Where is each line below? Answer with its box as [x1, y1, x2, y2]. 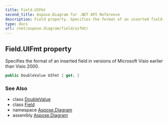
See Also [5, 85, 28, 92]
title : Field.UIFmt [5, 7, 46, 13]
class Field [12, 101, 35, 108]
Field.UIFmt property [5, 45, 72, 53]
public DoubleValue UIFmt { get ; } [5, 73, 80, 78]
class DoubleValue [12, 96, 51, 102]
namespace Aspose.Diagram [12, 107, 73, 113]
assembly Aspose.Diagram [12, 112, 68, 118]
